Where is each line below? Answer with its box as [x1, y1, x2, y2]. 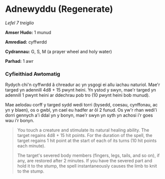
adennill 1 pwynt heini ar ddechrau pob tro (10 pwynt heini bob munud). [5, 92, 150, 98]
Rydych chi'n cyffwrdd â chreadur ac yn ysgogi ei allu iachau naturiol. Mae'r [5, 82, 161, 88]
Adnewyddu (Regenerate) [5, 3, 114, 15]
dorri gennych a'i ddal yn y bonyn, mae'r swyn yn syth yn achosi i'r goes [5, 112, 153, 118]
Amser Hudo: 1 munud [5, 29, 51, 35]
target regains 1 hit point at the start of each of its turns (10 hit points [17, 137, 157, 144]
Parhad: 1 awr [5, 58, 34, 64]
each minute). [17, 143, 45, 149]
